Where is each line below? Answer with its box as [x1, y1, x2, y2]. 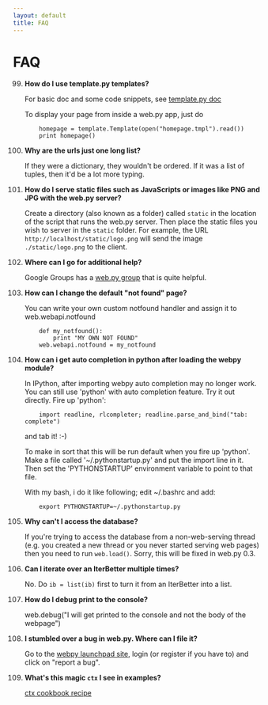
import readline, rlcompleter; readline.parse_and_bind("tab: [39, 411, 248, 419]
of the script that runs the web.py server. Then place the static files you [24, 217, 258, 226]
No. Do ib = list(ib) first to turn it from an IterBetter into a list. [24, 579, 232, 589]
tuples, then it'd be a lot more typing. [24, 169, 145, 179]
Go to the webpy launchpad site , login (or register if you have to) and [24, 650, 249, 659]
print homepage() [39, 132, 96, 140]
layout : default [13, 11, 66, 20]
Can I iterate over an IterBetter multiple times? [24, 564, 179, 574]
